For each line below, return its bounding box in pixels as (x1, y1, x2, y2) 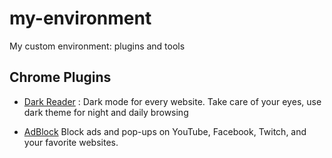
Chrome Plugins (9, 69, 112, 86)
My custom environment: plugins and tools (9, 40, 186, 52)
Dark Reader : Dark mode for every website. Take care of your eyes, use (23, 95, 322, 107)
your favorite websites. (23, 136, 119, 148)
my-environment (9, 7, 152, 30)
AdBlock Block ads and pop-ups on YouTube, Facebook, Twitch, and (23, 125, 307, 137)
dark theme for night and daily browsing (23, 106, 189, 118)
